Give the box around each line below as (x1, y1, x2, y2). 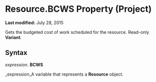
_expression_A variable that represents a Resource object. (5, 71, 124, 77)
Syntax (5, 49, 28, 57)
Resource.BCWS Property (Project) (5, 3, 152, 15)
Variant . (5, 34, 22, 40)
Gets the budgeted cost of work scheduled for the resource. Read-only (5, 29, 149, 35)
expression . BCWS (5, 61, 43, 67)
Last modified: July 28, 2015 (5, 20, 64, 26)
